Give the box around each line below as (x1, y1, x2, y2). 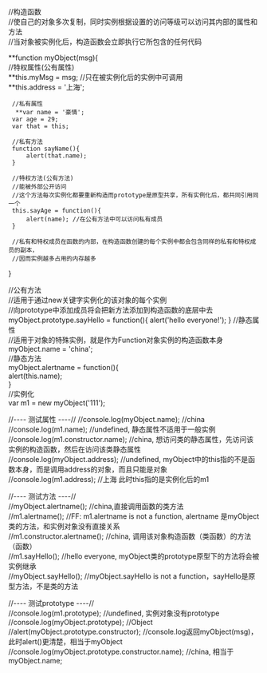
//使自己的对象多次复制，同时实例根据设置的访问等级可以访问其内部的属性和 (8, 17, 258, 26)
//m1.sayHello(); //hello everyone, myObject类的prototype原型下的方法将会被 (8, 552, 260, 561)
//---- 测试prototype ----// (8, 599, 94, 607)
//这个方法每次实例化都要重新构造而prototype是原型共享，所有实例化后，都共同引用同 (11, 191, 259, 199)
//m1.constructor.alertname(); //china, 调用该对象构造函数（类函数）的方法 (8, 532, 252, 541)
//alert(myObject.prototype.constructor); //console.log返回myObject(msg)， (8, 627, 258, 636)
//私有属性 (11, 100, 44, 108)
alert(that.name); (26, 152, 88, 160)
